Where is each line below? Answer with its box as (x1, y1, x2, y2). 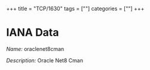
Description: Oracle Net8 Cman (6, 56, 84, 64)
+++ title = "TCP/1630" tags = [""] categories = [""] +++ (6, 5, 145, 12)
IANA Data (6, 26, 59, 39)
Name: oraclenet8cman (6, 45, 65, 52)
